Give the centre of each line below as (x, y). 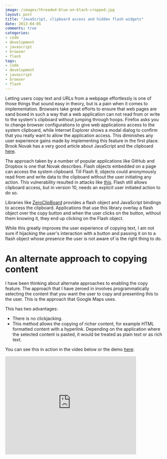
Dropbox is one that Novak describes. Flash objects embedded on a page (81, 166)
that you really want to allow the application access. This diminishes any (79, 135)
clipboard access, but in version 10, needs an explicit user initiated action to (83, 187)
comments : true (21, 28)
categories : (17, 33)
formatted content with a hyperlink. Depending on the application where (86, 329)
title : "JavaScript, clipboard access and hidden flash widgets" (74, 19)
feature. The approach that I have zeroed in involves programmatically (77, 288)
